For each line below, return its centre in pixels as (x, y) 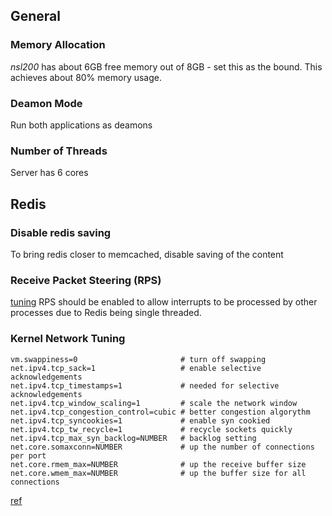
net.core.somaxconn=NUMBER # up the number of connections (162, 447)
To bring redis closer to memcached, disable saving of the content (147, 254)
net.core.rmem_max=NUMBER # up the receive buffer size (158, 464)
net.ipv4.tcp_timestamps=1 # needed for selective (145, 385)
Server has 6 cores (49, 173)
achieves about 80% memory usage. (86, 77)
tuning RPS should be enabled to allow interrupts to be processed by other (164, 302)
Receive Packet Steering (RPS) (86, 280)
